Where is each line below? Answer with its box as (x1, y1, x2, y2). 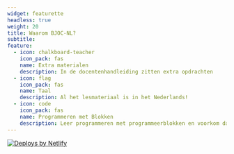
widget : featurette (7, 10, 64, 17)
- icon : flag (13, 74, 52, 82)
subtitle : (7, 36, 36, 43)
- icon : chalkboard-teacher (13, 49, 95, 56)
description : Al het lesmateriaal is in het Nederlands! (19, 94, 189, 101)
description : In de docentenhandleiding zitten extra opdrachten (19, 68, 214, 75)
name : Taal (19, 87, 52, 94)
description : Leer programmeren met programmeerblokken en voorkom (19, 119, 219, 127)
